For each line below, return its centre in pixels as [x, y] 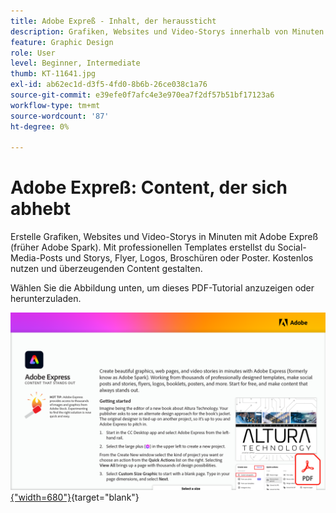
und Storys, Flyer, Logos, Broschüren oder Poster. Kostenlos [189, 258]
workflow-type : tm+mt [55, 105]
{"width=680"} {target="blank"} [75, 497]
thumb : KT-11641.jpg [53, 74]
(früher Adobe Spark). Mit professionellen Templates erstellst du [143, 247]
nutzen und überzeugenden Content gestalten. [106, 269]
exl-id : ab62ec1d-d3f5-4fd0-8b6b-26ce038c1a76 [109, 85]
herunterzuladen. [46, 299]
